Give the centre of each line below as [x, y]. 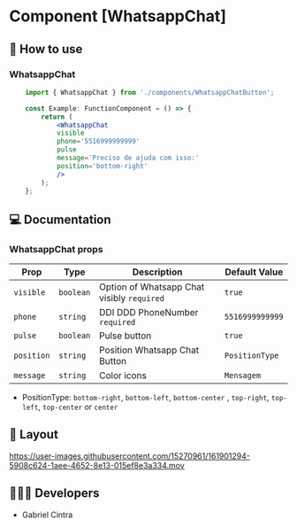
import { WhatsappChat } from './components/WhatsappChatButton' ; [150, 92]
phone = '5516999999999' [98, 142]
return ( [57, 117]
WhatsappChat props [56, 249]
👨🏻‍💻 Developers [54, 493]
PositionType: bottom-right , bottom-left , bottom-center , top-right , [145, 398]
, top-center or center [78, 407]
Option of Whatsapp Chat [152, 287]
